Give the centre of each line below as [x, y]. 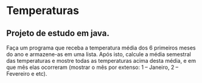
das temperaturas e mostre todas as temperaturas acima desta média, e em [101, 61]
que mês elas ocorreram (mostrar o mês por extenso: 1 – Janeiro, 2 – [92, 67]
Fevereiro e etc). [27, 74]
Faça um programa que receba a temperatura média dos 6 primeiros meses [101, 48]
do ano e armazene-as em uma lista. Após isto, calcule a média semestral [99, 54]
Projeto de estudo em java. [58, 33]
